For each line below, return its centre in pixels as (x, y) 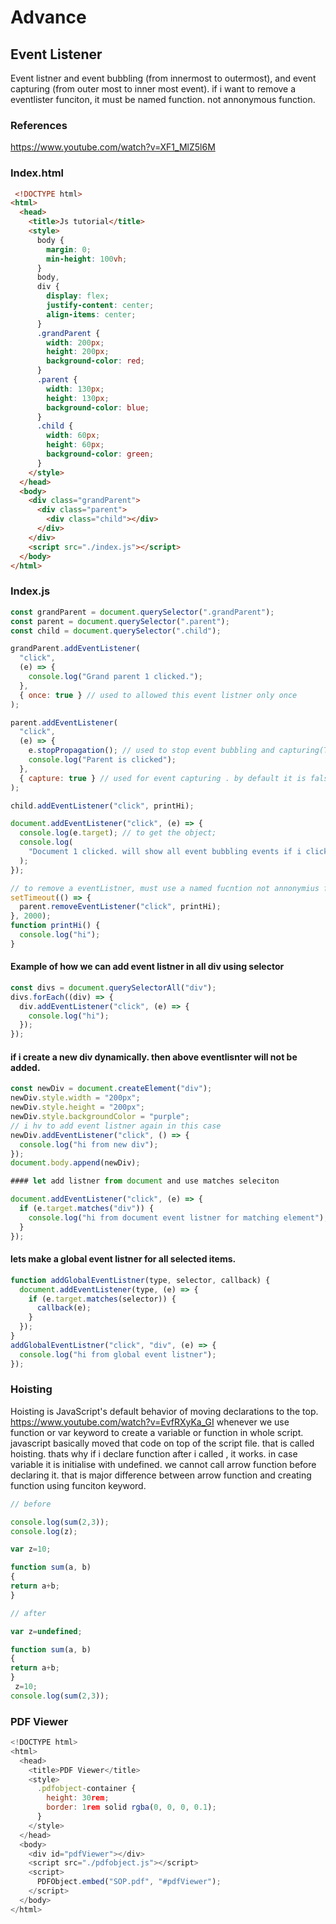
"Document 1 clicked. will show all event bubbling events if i (165, 852)
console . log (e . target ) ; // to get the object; (118, 833)
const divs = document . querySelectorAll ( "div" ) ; (113, 987)
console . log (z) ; (44, 1531)
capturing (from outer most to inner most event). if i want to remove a (153, 89)
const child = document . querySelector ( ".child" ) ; (116, 631)
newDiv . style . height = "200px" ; (77, 1107)
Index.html (37, 173)
